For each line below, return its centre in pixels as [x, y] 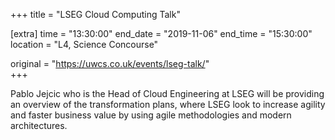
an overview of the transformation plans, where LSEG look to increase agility [168, 104]
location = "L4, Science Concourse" [84, 44]
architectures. [39, 125]
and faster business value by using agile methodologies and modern [151, 115]
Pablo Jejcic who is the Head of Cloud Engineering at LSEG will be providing [167, 93]
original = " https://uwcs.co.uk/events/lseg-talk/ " [110, 63]
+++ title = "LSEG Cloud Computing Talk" [95, 14]
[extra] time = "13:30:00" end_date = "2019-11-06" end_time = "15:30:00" [161, 33]
